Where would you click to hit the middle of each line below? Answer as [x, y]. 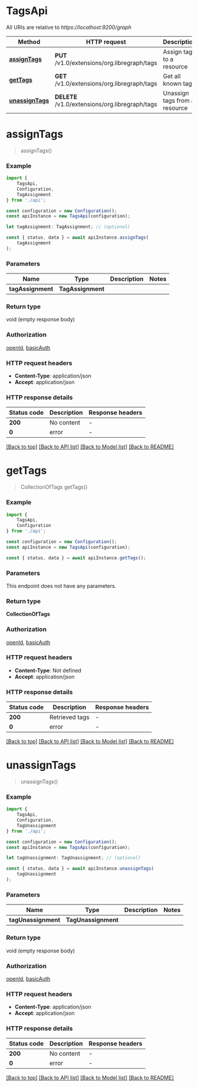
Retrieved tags [69, 717]
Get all [172, 76]
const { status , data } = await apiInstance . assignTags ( [77, 237]
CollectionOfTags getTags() [54, 487]
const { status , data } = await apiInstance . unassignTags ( [80, 869]
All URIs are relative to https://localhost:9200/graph [69, 27]
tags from [176, 100]
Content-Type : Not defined [48, 670]
